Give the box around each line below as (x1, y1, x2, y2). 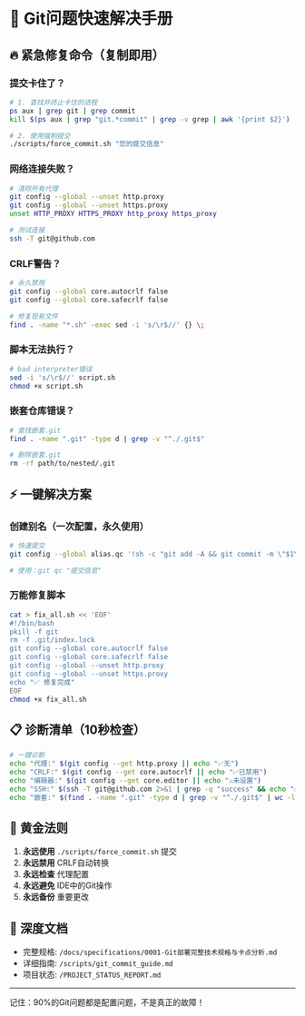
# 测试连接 (9, 226, 45, 235)
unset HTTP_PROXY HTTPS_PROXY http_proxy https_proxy (9, 210, 218, 219)
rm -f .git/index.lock (9, 636, 95, 645)
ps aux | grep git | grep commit (9, 106, 136, 115)
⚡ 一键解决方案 (9, 487, 93, 502)
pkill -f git (9, 627, 59, 636)
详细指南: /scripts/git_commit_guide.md (22, 958, 174, 969)
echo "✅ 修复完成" (9, 677, 75, 686)
